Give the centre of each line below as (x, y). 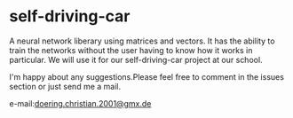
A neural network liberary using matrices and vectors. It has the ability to (142, 41)
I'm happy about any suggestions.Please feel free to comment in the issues (146, 76)
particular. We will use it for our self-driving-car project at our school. (136, 59)
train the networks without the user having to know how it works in (131, 50)
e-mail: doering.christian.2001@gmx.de (80, 103)
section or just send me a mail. (65, 86)
